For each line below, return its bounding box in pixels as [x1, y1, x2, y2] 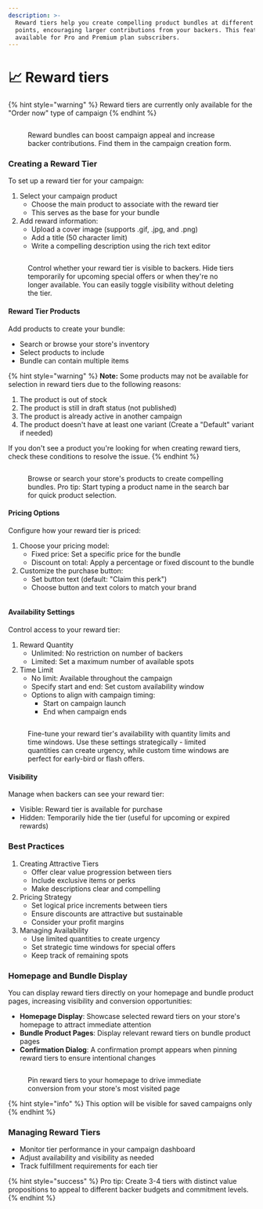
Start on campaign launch [42, 699, 127, 708]
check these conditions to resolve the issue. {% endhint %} [8, 451, 200, 461]
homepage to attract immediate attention [19, 1020, 151, 1029]
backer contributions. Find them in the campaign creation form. [27, 139, 232, 148]
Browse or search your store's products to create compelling [27, 473, 224, 483]
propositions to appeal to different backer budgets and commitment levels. [8, 1185, 249, 1194]
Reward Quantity [19, 641, 74, 650]
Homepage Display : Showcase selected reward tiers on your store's [19, 1011, 240, 1021]
